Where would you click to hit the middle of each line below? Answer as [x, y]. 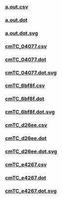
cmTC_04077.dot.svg [31, 73]
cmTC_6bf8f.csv [25, 86]
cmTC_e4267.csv [26, 164]
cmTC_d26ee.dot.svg [31, 151]
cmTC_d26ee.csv [26, 125]
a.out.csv [17, 7]
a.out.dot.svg [21, 33]
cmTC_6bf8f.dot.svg [30, 112]
